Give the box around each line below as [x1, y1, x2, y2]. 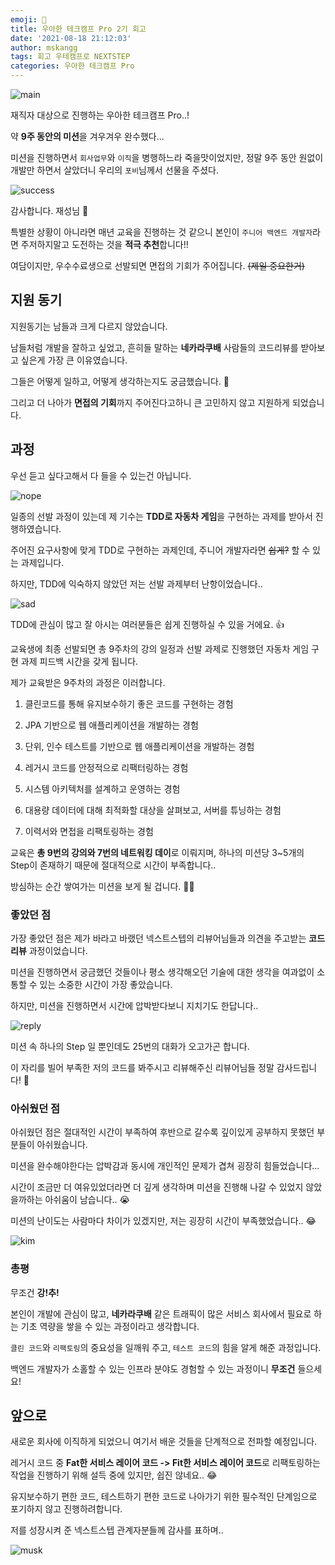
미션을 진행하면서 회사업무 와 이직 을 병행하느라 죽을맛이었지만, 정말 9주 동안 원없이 [10, 152, 324, 163]
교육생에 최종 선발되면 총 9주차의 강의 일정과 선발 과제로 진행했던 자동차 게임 [10, 642, 310, 655]
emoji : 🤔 [10, 14, 47, 25]
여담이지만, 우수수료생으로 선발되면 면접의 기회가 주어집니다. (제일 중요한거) [10, 260, 305, 271]
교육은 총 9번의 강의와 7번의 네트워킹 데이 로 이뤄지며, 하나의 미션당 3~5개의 [10, 846, 305, 858]
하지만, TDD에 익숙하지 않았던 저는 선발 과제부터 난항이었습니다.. [10, 577, 263, 590]
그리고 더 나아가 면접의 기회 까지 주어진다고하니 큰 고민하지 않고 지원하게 [10, 396, 290, 408]
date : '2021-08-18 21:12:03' [10, 33, 132, 43]
